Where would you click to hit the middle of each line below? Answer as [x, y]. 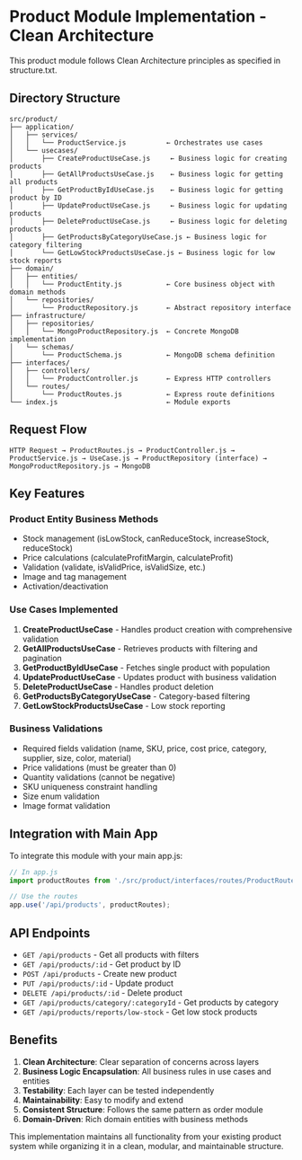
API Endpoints [50, 933]
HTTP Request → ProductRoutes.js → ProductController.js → [122, 450]
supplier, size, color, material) [77, 757]
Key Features [47, 493]
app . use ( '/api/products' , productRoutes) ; [90, 905]
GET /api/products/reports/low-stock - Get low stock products [140, 1012]
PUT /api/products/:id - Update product [98, 983]
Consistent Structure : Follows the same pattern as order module [142, 1109]
